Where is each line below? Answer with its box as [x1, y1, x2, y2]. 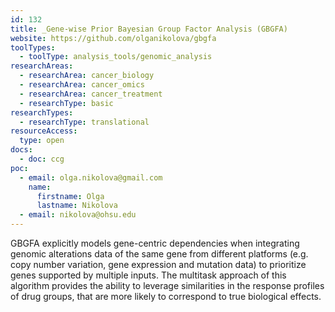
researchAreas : [10, 61, 74, 71]
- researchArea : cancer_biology [19, 71, 155, 81]
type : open [19, 136, 65, 146]
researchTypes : [10, 107, 74, 118]
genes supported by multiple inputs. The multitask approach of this [10, 269, 287, 281]
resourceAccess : [10, 126, 78, 136]
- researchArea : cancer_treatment [19, 89, 163, 99]
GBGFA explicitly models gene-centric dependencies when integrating [10, 237, 300, 249]
